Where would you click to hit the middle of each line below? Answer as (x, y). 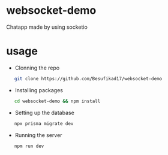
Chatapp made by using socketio (47, 27)
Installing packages (39, 90)
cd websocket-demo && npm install (57, 101)
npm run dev (29, 146)
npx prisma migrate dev (44, 123)
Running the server (38, 135)
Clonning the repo (37, 68)
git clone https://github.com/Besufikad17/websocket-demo (88, 78)
